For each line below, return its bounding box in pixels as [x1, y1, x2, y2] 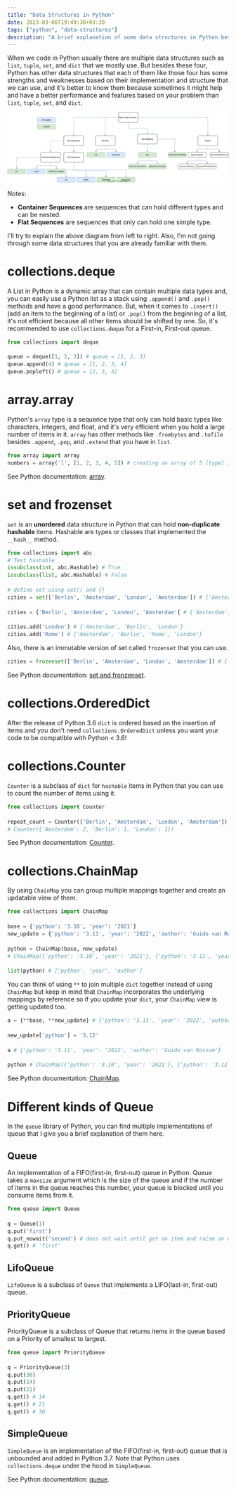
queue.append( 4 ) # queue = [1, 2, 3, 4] [7, 361, 128, 368]
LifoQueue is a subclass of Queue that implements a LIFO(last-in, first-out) [7, 1281, 218, 1289]
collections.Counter [7, 758, 126, 775]
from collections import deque [7, 338, 99, 346]
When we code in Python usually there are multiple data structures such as [7, 53, 225, 63]
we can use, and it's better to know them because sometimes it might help [7, 84, 223, 92]
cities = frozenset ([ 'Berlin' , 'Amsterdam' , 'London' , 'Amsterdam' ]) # [7, 658, 221, 666]
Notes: [7, 189, 27, 197]
